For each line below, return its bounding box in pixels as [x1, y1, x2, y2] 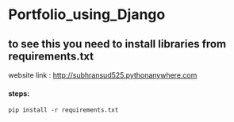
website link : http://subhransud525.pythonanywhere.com [8, 71, 198, 80]
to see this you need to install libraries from [8, 37, 227, 51]
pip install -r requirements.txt [8, 106, 119, 114]
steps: [8, 89, 30, 98]
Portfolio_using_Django [8, 6, 166, 24]
